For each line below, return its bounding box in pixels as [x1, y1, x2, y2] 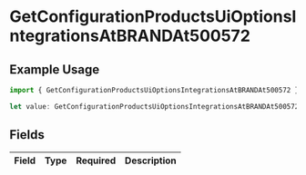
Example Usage [9, 62, 100, 77]
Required [76, 154, 117, 167]
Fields [9, 127, 46, 142]
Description [124, 154, 178, 167]
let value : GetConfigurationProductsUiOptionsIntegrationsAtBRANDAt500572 [9, 102, 300, 111]
